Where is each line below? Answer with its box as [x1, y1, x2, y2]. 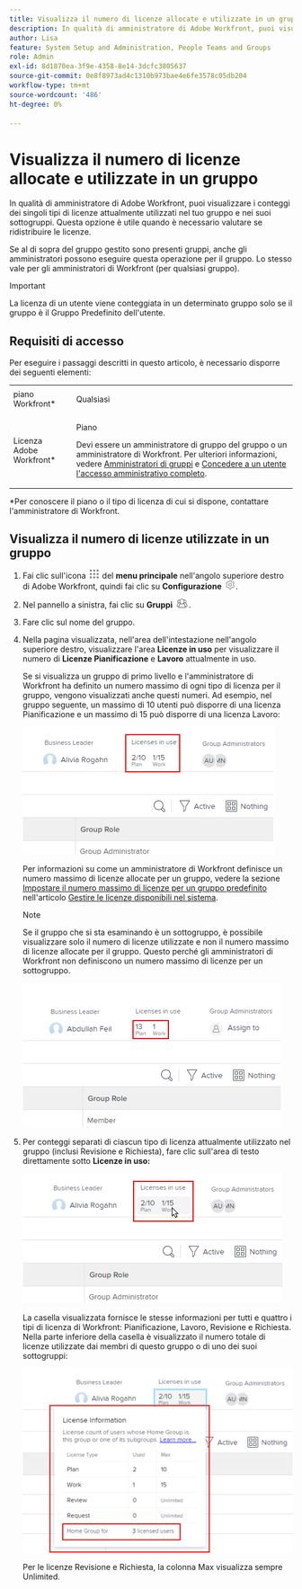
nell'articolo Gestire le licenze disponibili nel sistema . [22, 892, 218, 903]
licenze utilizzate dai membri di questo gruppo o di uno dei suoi [22, 1341, 258, 1352]
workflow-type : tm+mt [9, 81, 91, 90]
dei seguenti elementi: [9, 367, 92, 377]
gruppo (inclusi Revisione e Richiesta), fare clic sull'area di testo [22, 1146, 260, 1157]
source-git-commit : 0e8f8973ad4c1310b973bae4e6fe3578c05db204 [9, 72, 247, 81]
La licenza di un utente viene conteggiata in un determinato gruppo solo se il [9, 297, 293, 309]
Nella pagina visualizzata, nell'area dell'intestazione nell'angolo [22, 635, 257, 645]
